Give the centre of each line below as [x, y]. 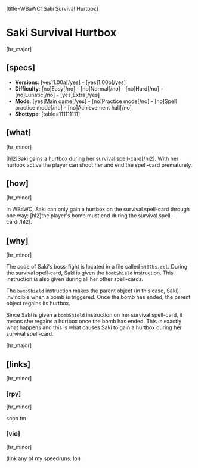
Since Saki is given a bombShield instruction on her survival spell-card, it [95, 315]
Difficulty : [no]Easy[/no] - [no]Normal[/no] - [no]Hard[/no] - [89, 88]
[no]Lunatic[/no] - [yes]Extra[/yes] [57, 95]
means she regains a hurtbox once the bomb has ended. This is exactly [94, 322]
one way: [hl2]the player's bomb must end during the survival [82, 216]
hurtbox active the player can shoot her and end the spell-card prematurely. [99, 165]
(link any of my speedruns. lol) [44, 458]
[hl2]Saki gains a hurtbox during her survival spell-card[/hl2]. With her [92, 158]
